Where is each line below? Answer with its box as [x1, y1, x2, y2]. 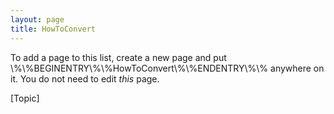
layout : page [10, 14, 65, 25]
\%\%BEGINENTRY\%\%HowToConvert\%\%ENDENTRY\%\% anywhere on [10, 62, 325, 74]
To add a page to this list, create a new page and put [10, 51, 227, 63]
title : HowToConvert [10, 24, 97, 34]
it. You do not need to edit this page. [10, 72, 160, 85]
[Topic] [10, 92, 40, 104]
